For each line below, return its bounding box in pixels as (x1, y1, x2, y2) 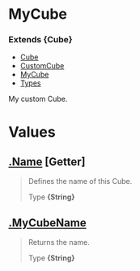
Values (8, 123, 56, 141)
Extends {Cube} (8, 34, 73, 46)
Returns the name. (28, 238, 91, 247)
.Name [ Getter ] (8, 155, 86, 169)
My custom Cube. (8, 94, 68, 104)
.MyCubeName (8, 216, 87, 229)
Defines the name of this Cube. (28, 177, 133, 186)
